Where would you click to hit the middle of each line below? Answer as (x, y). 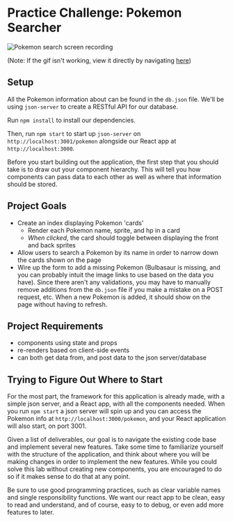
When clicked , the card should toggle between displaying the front (123, 238)
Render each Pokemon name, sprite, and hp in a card (104, 230)
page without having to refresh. (62, 304)
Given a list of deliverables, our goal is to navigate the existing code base (112, 440)
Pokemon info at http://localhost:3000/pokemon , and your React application (116, 419)
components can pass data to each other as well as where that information (114, 176)
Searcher (34, 28)
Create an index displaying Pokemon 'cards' (80, 223)
